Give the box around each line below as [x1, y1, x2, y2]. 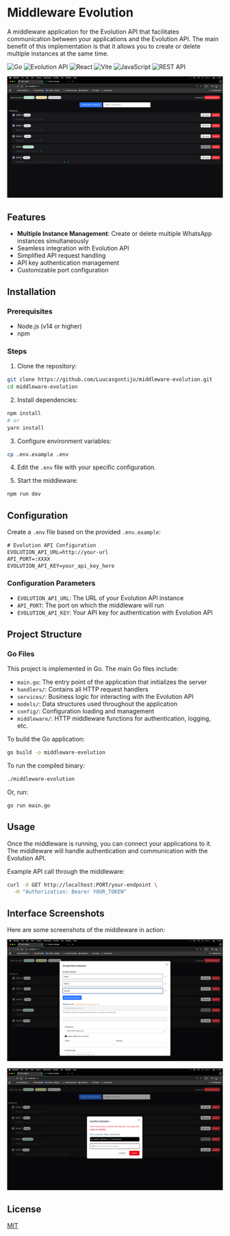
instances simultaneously [16, 237, 89, 245]
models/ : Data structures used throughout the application [16, 700, 178, 708]
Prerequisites [7, 307, 53, 316]
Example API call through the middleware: [7, 867, 125, 875]
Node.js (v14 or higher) [16, 322, 82, 330]
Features [7, 211, 46, 223]
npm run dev [7, 490, 41, 498]
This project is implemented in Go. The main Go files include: [7, 665, 179, 673]
